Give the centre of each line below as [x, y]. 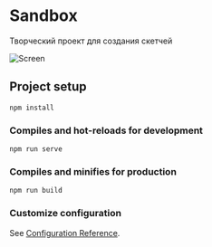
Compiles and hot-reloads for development [106, 130]
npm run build [36, 191]
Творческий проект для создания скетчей [91, 41]
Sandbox [44, 16]
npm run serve [36, 149]
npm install [32, 108]
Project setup [48, 87]
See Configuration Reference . [65, 233]
